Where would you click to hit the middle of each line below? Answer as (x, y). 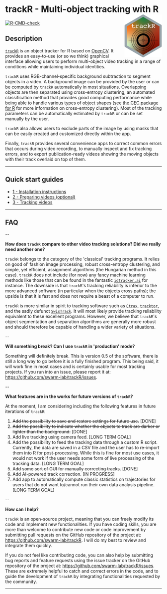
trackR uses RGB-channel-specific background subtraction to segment (78, 76)
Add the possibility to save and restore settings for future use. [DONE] (84, 421)
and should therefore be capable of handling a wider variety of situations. (80, 327)
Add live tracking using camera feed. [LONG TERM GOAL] (72, 437)
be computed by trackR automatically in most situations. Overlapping (76, 87)
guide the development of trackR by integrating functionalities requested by (83, 577)
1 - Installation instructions (39, 192)
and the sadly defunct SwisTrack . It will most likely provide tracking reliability (83, 311)
